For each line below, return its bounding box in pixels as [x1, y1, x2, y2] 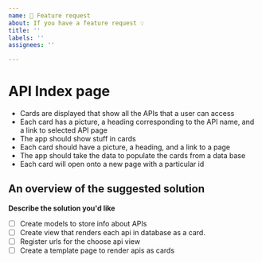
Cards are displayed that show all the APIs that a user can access [19, 109, 235, 118]
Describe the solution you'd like [8, 203, 115, 213]
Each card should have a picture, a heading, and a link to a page [19, 142, 231, 152]
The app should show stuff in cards [19, 134, 137, 144]
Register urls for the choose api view [19, 237, 141, 246]
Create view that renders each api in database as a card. [19, 227, 205, 237]
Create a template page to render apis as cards [19, 246, 175, 255]
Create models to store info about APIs [19, 219, 147, 228]
